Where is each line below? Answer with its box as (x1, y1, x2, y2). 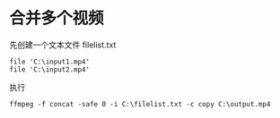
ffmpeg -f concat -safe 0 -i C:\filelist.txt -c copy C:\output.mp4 (9, 99, 271, 108)
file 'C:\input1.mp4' (9, 57, 91, 66)
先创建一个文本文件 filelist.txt (9, 39, 117, 50)
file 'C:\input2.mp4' (9, 64, 91, 74)
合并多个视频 (9, 8, 105, 29)
